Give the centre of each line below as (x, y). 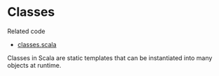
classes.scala (37, 44)
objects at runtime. (34, 65)
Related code (26, 31)
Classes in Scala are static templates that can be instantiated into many (110, 58)
